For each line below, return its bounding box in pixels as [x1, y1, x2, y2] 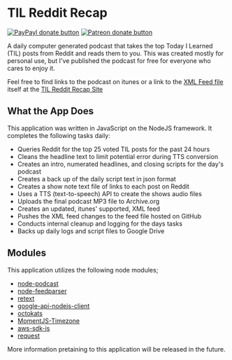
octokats [17, 309, 43, 317]
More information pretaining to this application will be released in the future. [7, 345, 226, 353]
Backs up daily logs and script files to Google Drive [17, 226, 165, 235]
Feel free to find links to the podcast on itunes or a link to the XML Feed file [7, 77, 224, 85]
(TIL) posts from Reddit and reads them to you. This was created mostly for [7, 49, 224, 57]
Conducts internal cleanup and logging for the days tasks [17, 219, 183, 228]
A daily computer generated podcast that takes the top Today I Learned [7, 41, 213, 50]
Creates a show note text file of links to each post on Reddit [17, 182, 190, 191]
